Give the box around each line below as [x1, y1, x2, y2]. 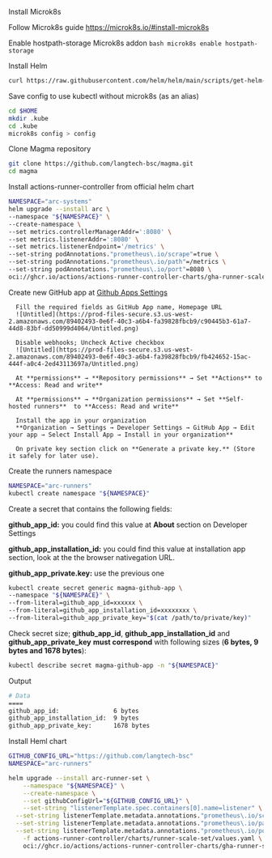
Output [8, 676, 32, 686]
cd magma [8, 168, 38, 176]
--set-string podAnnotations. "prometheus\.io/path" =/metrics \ [8, 258, 227, 266]
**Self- [218, 395, 244, 403]
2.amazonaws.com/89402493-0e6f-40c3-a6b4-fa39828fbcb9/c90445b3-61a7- [8, 317, 252, 325]
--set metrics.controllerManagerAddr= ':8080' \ [8, 227, 172, 236]
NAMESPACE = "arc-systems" [8, 198, 92, 206]
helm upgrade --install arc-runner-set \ [8, 774, 151, 782]
